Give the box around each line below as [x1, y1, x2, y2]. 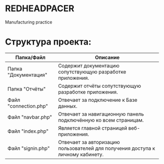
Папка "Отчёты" [7, 85, 46, 92]
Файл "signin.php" [7, 145, 50, 152]
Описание [95, 54, 120, 61]
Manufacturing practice [5, 19, 53, 25]
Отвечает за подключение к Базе [58, 96, 138, 103]
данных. [58, 102, 78, 109]
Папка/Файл [15, 54, 46, 61]
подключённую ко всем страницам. [58, 117, 144, 123]
